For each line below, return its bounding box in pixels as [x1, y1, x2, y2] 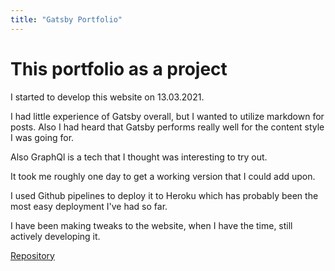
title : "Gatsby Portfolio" [10, 14, 123, 25]
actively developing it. [10, 230, 101, 242]
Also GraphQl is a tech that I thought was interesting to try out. [10, 151, 268, 163]
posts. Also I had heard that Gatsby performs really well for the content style [10, 121, 325, 133]
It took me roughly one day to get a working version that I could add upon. [10, 170, 316, 182]
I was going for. [10, 131, 75, 143]
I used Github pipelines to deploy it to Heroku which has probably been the [10, 189, 319, 201]
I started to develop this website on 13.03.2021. [10, 91, 205, 103]
